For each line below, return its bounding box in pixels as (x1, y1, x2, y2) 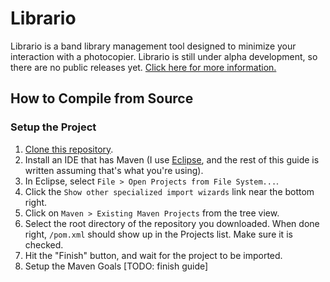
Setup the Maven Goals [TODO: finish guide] (24, 260, 209, 272)
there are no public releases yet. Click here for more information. (10, 61, 277, 73)
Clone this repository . (24, 143, 114, 155)
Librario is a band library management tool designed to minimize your (10, 40, 297, 52)
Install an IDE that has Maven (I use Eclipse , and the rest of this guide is (24, 153, 320, 166)
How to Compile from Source (10, 90, 194, 107)
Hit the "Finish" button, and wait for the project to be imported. (24, 249, 283, 261)
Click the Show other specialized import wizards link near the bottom (24, 185, 315, 197)
